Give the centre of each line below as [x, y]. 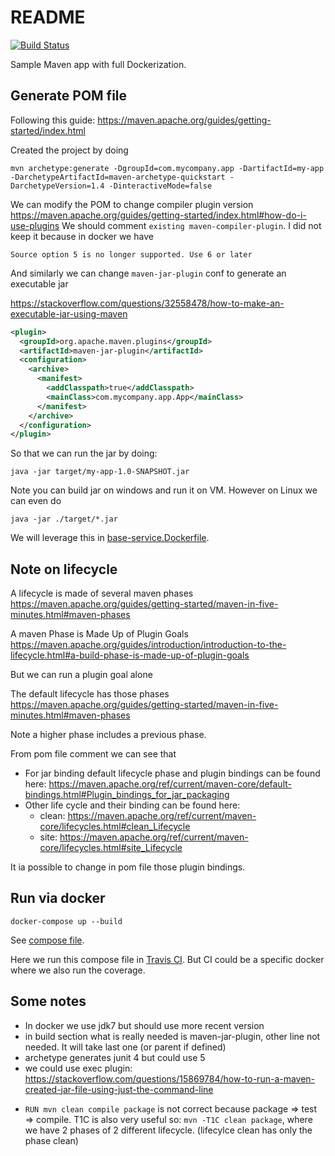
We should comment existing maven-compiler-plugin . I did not [191, 225]
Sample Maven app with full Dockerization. [98, 64]
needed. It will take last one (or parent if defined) [125, 1047]
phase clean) [51, 1140]
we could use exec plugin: [78, 1068]
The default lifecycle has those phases [90, 694]
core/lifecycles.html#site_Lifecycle [111, 848]
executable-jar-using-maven [69, 313]
